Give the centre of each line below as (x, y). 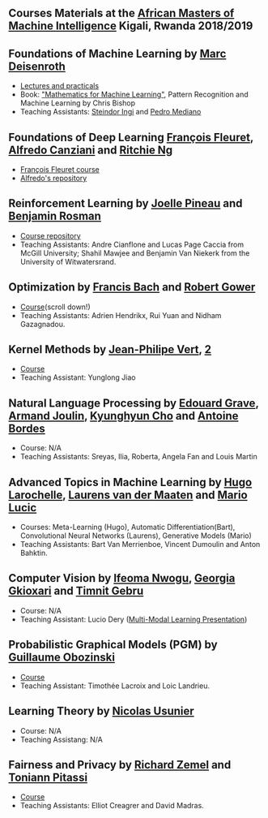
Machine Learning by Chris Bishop (78, 103)
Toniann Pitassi (48, 777)
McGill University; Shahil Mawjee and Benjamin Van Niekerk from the (135, 253)
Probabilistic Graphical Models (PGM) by (113, 645)
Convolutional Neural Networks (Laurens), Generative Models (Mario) (136, 536)
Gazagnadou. (43, 324)
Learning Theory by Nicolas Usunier (101, 711)
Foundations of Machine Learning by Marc (117, 53)
